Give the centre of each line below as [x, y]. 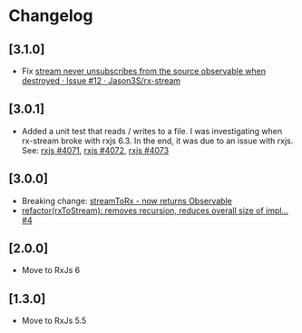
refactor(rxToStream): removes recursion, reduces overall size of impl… [155, 211]
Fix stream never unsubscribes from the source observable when [144, 71]
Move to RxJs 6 [51, 270]
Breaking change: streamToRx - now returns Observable [127, 201]
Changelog [51, 16]
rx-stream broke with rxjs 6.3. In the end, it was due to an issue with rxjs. [157, 141]
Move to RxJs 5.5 [54, 321]
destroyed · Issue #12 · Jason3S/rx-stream [101, 81]
